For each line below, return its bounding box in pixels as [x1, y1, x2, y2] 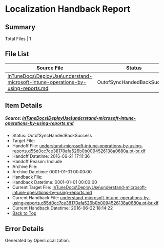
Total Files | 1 [5, 36, 31, 41]
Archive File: [12, 164, 38, 169]
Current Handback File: [12, 195, 60, 201]
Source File [36, 64, 63, 71]
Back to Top [12, 210, 37, 216]
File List [5, 50, 29, 58]
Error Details [5, 225, 44, 233]
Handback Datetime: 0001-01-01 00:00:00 [12, 179, 98, 185]
